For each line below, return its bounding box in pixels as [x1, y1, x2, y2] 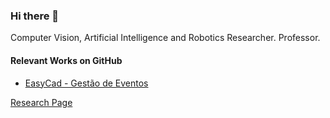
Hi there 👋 [10, 9, 60, 23]
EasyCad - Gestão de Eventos [24, 77, 149, 89]
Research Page [10, 96, 73, 108]
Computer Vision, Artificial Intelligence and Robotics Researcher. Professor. [10, 32, 321, 44]
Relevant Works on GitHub [10, 54, 123, 66]
